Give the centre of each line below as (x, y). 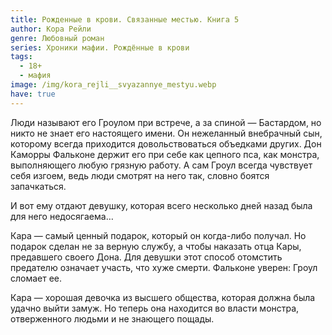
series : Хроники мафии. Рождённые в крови (100, 47)
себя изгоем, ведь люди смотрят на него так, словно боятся (140, 175)
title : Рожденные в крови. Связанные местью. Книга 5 (125, 19)
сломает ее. (36, 278)
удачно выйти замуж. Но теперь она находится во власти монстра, (155, 308)
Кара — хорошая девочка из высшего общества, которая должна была (163, 297)
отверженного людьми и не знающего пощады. (112, 318)
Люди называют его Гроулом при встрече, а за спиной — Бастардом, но (166, 122)
